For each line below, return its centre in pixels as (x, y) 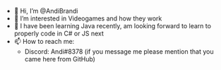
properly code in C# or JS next (59, 33)
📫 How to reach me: (44, 41)
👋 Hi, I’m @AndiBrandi (46, 11)
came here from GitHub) (60, 59)
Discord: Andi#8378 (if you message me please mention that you (119, 52)
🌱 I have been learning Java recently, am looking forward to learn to (113, 26)
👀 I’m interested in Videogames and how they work (88, 18)
